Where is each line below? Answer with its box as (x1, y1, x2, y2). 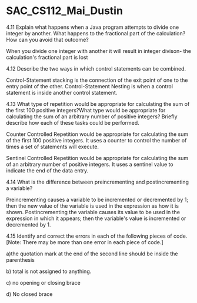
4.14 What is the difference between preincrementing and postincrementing (6, 178, 189, 185)
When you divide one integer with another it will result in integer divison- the (6, 47, 191, 54)
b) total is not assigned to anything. (6, 268, 92, 275)
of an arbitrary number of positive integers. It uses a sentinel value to (6, 161, 173, 168)
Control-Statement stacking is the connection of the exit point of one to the (6, 76, 188, 84)
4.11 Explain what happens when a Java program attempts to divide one (6, 24, 179, 31)
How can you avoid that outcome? (6, 36, 89, 43)
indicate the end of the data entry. (6, 167, 89, 174)
